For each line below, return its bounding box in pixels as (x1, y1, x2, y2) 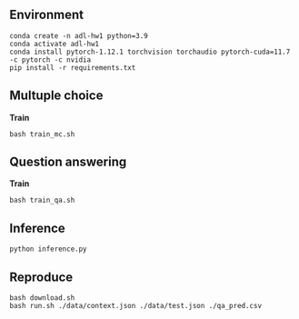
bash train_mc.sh (9, 129, 75, 139)
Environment (9, 7, 85, 23)
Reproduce (9, 269, 74, 284)
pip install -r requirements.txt (9, 63, 136, 72)
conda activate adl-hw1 (9, 39, 100, 48)
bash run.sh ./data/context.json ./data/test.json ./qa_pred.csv (9, 302, 262, 311)
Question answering (9, 155, 127, 170)
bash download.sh (9, 294, 75, 303)
